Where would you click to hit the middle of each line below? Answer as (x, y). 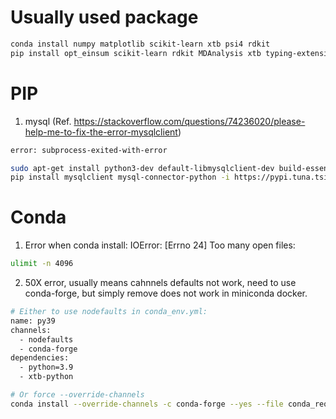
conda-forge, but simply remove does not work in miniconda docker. (166, 293)
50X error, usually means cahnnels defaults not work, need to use (160, 283)
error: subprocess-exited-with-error (89, 150)
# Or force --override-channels (77, 395)
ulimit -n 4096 (42, 264)
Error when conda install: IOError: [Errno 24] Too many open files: (160, 245)
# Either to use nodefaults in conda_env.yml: (109, 312)
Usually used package (104, 17)
